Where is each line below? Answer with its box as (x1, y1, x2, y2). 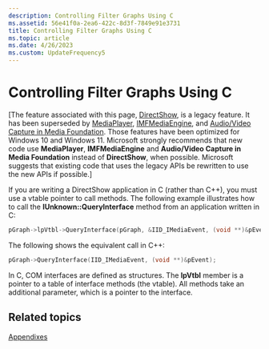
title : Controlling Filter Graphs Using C (8, 26, 152, 34)
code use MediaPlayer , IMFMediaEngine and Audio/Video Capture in (8, 143, 242, 153)
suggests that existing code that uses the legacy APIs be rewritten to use (8, 161, 249, 170)
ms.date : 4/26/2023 (8, 42, 74, 50)
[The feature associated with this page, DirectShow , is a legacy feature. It (8, 110, 250, 119)
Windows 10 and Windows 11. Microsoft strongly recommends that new (8, 135, 243, 145)
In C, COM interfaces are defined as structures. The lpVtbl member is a (8, 270, 244, 280)
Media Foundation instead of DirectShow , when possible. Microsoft (8, 152, 234, 162)
